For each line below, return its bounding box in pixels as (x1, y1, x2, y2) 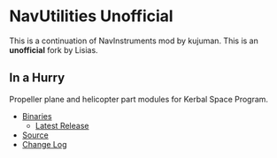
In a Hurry (9, 71, 65, 86)
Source (21, 130, 49, 140)
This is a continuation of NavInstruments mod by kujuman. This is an (9, 35, 258, 46)
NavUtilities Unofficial (9, 6, 174, 26)
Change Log (21, 139, 68, 149)
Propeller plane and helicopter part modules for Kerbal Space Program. (9, 94, 268, 104)
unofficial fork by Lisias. (9, 44, 99, 55)
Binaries (21, 110, 52, 121)
